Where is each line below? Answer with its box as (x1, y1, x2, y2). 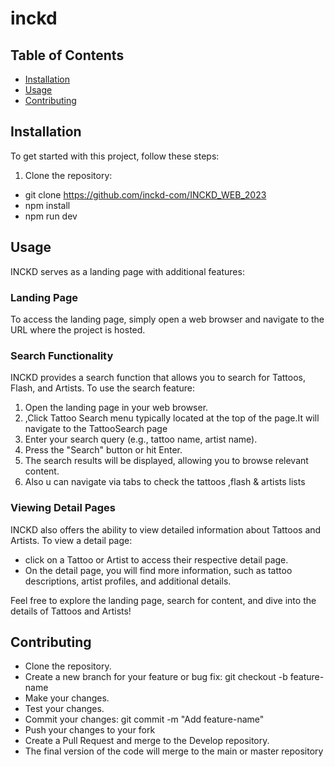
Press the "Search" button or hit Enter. (24, 444, 183, 456)
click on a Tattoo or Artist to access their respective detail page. (24, 553, 289, 566)
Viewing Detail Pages (10, 501, 116, 515)
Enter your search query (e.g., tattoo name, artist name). (24, 433, 258, 446)
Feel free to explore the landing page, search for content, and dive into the (10, 594, 317, 606)
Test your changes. (24, 703, 105, 715)
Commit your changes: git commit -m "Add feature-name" (24, 713, 265, 726)
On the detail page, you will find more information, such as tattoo (24, 564, 293, 576)
